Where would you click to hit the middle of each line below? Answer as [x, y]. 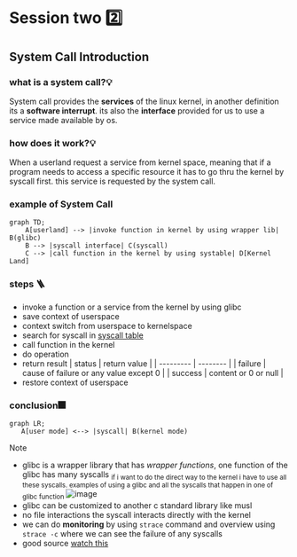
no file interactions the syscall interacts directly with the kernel [136, 514]
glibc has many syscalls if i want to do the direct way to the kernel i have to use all [154, 475]
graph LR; [27, 424]
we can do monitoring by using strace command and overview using [148, 524]
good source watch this [65, 543]
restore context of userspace [75, 382]
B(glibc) [25, 238]
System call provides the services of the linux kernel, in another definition [144, 101]
